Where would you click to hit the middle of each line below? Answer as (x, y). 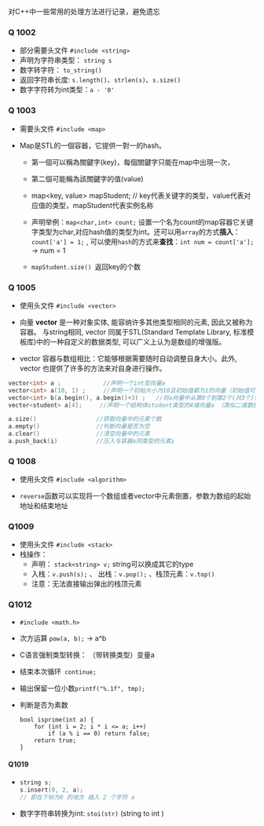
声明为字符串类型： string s (66, 60)
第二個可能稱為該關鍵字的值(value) (87, 178)
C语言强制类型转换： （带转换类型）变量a (87, 655)
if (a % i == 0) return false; (99, 733)
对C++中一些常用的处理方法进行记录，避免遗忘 (84, 11)
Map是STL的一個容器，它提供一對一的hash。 (93, 145)
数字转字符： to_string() (60, 70)
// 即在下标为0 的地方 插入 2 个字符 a (77, 797)
